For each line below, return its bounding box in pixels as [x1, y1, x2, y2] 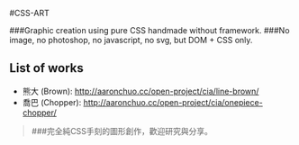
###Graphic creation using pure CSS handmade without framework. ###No [9, 25, 290, 35]
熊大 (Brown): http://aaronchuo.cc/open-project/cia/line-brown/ [22, 86, 259, 96]
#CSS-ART [9, 8, 50, 18]
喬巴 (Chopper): [22, 96, 82, 107]
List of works [9, 60, 84, 76]
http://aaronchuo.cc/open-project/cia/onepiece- [83, 96, 263, 107]
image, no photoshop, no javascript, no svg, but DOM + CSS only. [9, 35, 253, 45]
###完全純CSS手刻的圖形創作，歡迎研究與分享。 [31, 125, 213, 136]
